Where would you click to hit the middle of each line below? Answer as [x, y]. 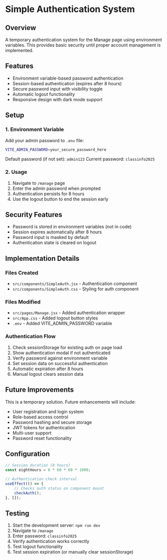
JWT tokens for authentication [44, 427]
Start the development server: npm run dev [56, 525]
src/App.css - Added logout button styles [55, 318]
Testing [17, 513]
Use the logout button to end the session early [60, 199]
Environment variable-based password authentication [68, 78]
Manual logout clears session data [48, 374]
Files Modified [23, 302]
